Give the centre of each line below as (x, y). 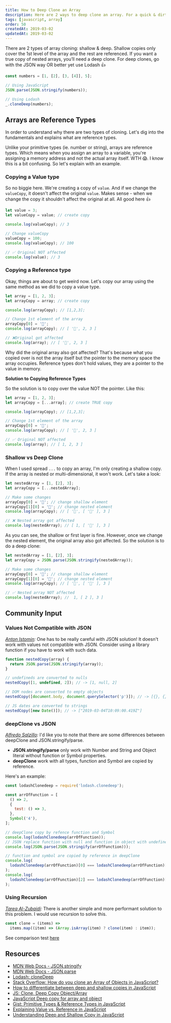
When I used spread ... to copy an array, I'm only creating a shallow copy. (84, 469)
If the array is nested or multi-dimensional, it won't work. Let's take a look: (83, 474)
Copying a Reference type (38, 270)
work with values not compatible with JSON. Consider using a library (77, 644)
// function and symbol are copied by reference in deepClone (73, 856)
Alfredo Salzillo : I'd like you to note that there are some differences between (85, 735)
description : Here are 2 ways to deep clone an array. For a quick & (81, 15)
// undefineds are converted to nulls (46, 678)
